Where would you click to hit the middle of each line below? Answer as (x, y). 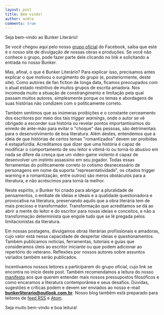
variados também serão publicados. (41, 257)
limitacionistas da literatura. (33, 222)
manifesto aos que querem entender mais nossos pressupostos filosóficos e (82, 277)
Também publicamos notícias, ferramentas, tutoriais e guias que (70, 242)
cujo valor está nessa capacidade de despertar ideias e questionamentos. (80, 236)
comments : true (21, 23)
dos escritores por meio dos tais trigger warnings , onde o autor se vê (75, 118)
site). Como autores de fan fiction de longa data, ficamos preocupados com (82, 83)
